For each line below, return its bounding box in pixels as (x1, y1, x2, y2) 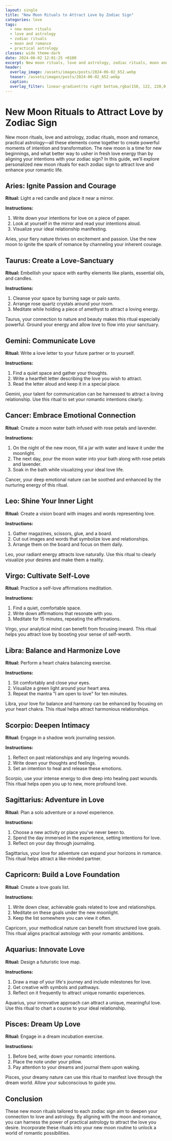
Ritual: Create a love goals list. (5, 884, 70, 890)
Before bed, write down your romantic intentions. (12, 1053, 116, 1059)
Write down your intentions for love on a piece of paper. (12, 215, 131, 221)
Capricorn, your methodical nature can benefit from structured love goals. (5, 925, 161, 931)
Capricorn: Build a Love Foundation (5, 870, 120, 879)
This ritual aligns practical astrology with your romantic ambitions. (5, 930, 144, 936)
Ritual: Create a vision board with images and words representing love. (5, 510, 155, 517)
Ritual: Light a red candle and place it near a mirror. (5, 195, 114, 201)
